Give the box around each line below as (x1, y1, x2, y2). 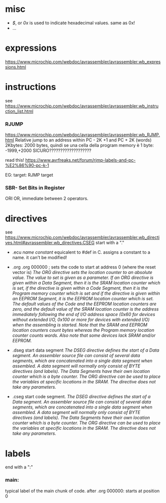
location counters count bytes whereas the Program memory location (12, 327, 155, 333)
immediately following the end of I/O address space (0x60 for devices (12, 312, 156, 318)
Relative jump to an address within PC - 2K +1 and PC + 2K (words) (15, 137, 152, 143)
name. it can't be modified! (12, 255, 67, 261)
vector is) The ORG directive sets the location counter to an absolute (12, 270, 153, 275)
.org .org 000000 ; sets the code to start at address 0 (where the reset (12, 264, 156, 270)
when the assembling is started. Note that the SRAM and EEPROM (12, 322, 148, 328)
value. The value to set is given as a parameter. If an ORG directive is (12, 274, 154, 280)
